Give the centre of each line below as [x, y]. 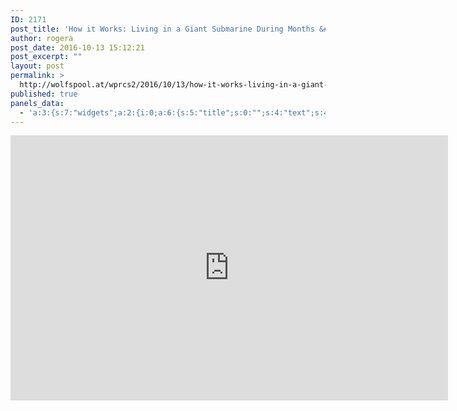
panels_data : [37, 103]
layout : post [37, 66]
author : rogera [42, 38]
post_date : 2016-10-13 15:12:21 [77, 47]
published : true [44, 94]
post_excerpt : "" [46, 57]
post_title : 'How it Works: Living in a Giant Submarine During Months [162, 29]
